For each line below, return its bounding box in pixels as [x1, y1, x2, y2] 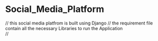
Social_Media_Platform [5, 3, 104, 15]
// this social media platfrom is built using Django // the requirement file [5, 20, 153, 26]
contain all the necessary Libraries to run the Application [5, 25, 123, 31]
